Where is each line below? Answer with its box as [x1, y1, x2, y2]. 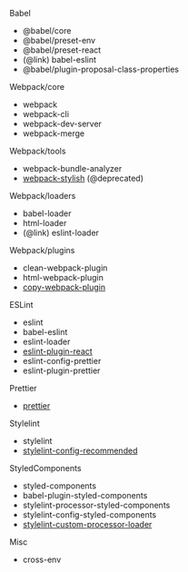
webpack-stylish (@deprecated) [22, 173, 143, 183]
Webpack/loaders [9, 191, 76, 201]
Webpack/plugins [9, 245, 75, 255]
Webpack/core [9, 82, 65, 92]
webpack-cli [22, 109, 70, 119]
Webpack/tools [9, 145, 66, 156]
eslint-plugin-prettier [22, 365, 101, 376]
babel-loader [22, 208, 72, 219]
